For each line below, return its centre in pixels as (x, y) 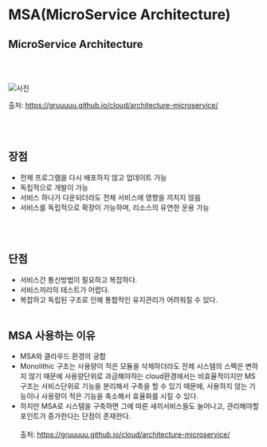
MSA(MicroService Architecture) (120, 15)
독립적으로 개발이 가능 (54, 187)
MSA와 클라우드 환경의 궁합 (63, 356)
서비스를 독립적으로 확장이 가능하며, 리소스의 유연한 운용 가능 (114, 207)
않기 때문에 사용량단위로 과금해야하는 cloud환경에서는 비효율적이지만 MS (142, 376)
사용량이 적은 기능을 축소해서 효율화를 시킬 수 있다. (120, 396)
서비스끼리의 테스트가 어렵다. (65, 290)
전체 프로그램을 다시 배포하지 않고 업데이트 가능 (93, 177)
